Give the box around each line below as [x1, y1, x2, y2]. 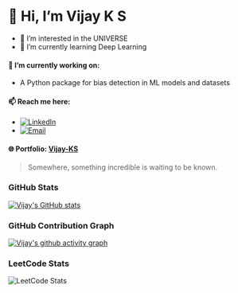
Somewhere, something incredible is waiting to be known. [27, 162, 218, 172]
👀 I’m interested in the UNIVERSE [19, 33, 128, 43]
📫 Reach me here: [8, 96, 71, 106]
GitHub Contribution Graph [8, 220, 115, 231]
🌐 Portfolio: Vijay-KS [8, 143, 79, 154]
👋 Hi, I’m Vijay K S [8, 7, 127, 25]
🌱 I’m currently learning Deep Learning [19, 41, 147, 51]
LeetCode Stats [8, 258, 70, 269]
